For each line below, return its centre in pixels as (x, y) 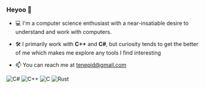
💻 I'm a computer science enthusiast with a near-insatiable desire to (102, 23)
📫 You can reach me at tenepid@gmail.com (71, 65)
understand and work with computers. (63, 32)
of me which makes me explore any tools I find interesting (88, 53)
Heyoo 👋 (19, 10)
